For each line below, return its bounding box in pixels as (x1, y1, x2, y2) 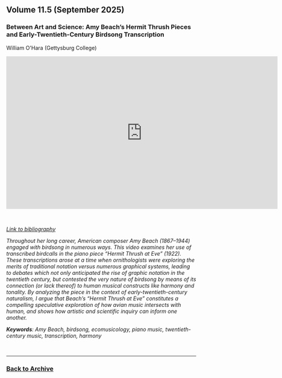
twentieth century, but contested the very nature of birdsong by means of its (6, 276, 196, 283)
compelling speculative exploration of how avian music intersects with (6, 301, 181, 308)
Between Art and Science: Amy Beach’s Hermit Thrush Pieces (6, 23, 192, 31)
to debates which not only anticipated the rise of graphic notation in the (6, 269, 185, 276)
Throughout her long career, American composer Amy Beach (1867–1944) (6, 237, 190, 244)
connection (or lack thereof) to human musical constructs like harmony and (6, 282, 195, 289)
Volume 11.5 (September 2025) (6, 5, 125, 15)
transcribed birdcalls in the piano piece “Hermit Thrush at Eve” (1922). (6, 250, 182, 257)
